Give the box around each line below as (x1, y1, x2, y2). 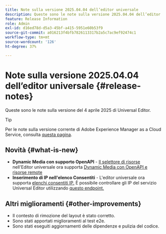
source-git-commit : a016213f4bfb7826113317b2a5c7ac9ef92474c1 (5, 30, 136, 35)
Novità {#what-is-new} (5, 145, 78, 154)
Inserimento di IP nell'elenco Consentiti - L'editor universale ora (12, 175, 145, 181)
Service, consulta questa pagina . (5, 132, 72, 138)
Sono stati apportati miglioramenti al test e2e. (12, 218, 106, 224)
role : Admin (5, 21, 30, 26)
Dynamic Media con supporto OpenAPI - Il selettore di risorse (12, 159, 140, 165)
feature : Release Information (5, 16, 68, 21)
